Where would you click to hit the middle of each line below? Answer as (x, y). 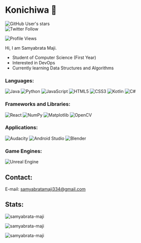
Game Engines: (24, 151)
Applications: (22, 127)
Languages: (20, 81)
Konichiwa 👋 (31, 10)
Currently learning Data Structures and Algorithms (63, 68)
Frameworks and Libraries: (38, 104)
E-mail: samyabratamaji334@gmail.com (45, 189)
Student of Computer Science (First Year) (54, 57)
